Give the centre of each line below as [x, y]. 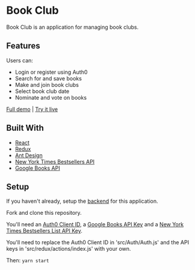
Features [23, 46]
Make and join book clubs [47, 85]
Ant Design [29, 155]
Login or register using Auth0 [51, 72]
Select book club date [42, 91]
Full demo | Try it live [32, 109]
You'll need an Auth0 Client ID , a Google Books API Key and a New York [95, 224]
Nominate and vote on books [51, 97]
